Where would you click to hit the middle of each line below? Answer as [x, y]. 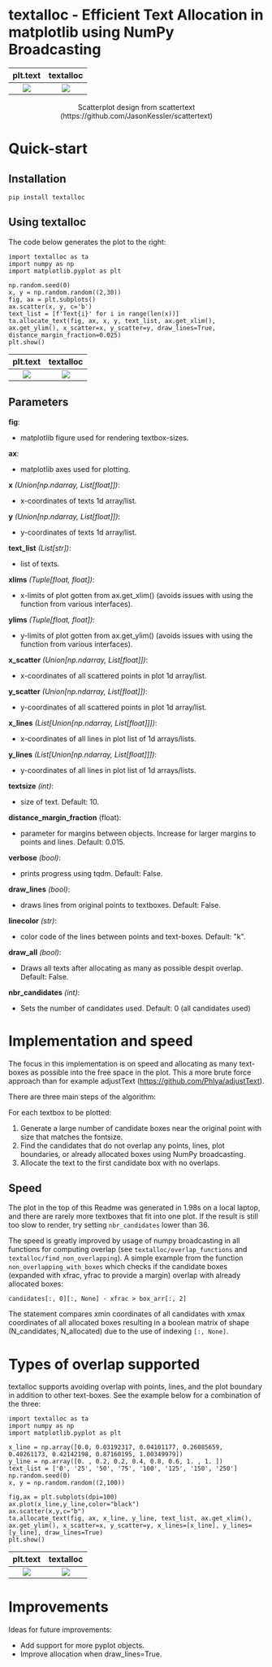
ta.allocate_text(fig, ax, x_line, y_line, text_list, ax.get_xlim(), [130, 1519]
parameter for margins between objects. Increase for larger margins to [138, 833]
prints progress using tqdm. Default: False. [91, 873]
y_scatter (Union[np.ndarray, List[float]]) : [78, 691]
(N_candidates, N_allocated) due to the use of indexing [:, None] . [119, 1331]
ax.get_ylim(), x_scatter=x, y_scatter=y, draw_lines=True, [112, 328]
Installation [37, 179]
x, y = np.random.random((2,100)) [67, 1483]
